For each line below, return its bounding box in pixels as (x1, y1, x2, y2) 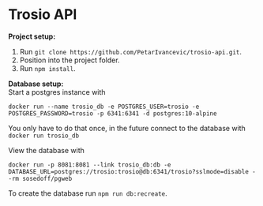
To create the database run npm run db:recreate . (8, 188, 167, 198)
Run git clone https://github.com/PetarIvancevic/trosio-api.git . (19, 47, 242, 56)
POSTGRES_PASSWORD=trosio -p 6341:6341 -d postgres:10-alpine (8, 109, 217, 118)
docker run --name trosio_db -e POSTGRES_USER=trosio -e (8, 103, 200, 110)
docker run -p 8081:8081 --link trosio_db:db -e (8, 160, 171, 169)
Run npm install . (19, 63, 77, 73)
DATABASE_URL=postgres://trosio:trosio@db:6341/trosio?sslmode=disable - (8, 167, 257, 175)
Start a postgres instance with (8, 87, 106, 96)
